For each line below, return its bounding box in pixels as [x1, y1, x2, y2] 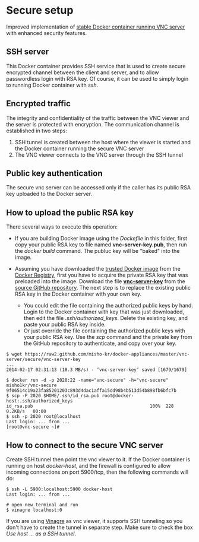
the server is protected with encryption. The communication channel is [6, 121, 179, 128]
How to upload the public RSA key [6, 207, 134, 217]
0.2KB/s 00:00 [6, 408, 46, 414]
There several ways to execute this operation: [6, 223, 118, 230]
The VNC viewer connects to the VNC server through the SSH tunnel [14, 151, 183, 158]
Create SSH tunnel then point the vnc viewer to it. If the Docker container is [6, 456, 191, 463]
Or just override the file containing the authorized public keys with [23, 327, 185, 334]
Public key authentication [6, 168, 103, 178]
